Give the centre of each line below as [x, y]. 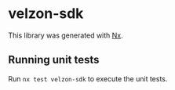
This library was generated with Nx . [66, 35]
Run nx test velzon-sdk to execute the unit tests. [88, 78]
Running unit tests [54, 60]
